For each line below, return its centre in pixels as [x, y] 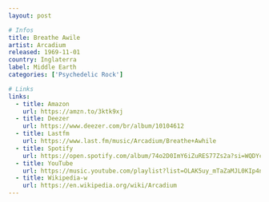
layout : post [30, 16]
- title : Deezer [42, 119]
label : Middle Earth [43, 67]
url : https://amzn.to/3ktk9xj [73, 111]
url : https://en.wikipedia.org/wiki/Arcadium [100, 186]
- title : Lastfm [42, 134]
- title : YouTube [44, 163]
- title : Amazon [42, 104]
